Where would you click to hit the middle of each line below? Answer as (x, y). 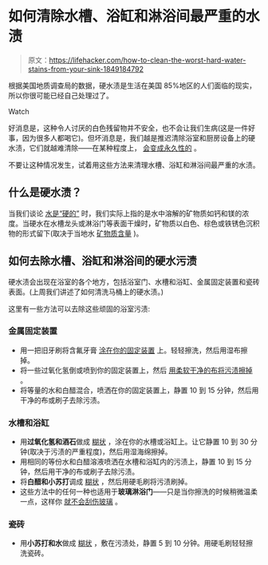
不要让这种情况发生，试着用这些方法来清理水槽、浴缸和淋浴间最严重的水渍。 (134, 165)
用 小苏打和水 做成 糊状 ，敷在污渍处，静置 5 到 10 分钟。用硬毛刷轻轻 (133, 543)
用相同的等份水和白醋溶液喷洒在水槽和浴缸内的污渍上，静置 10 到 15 (131, 462)
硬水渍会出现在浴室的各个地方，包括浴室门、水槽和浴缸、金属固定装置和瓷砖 (134, 281)
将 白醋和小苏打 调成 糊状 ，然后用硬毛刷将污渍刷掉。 (106, 482)
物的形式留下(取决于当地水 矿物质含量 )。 (76, 233)
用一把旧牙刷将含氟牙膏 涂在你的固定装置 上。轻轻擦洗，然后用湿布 (130, 350)
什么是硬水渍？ (45, 193)
